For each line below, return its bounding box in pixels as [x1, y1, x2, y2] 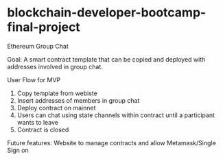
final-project [7, 19, 80, 35]
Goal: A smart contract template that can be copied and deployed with [7, 55, 206, 63]
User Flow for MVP [7, 75, 60, 84]
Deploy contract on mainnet [16, 103, 96, 112]
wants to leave [16, 118, 59, 126]
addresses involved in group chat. [7, 62, 103, 71]
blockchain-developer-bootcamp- [7, 5, 207, 21]
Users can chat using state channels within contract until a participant [16, 111, 215, 119]
